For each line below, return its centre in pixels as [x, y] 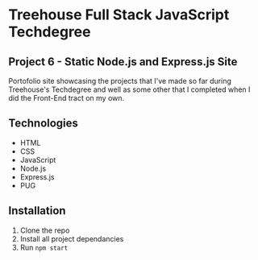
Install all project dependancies [72, 238]
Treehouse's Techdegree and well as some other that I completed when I [129, 89]
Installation [37, 211]
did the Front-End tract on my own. [67, 98]
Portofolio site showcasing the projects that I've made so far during [120, 81]
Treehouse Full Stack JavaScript [119, 15]
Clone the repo [45, 230]
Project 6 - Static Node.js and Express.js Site [123, 62]
